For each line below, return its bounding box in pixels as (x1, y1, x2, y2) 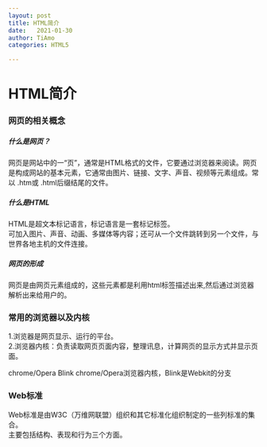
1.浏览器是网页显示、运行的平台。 (8, 332, 118, 341)
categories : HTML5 (8, 41, 69, 49)
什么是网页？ (8, 136, 50, 146)
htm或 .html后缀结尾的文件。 (18, 178, 113, 188)
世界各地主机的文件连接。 (8, 239, 92, 249)
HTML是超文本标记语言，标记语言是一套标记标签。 (8, 220, 175, 229)
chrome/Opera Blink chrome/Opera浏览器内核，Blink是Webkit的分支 (8, 368, 232, 378)
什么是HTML (8, 197, 50, 207)
